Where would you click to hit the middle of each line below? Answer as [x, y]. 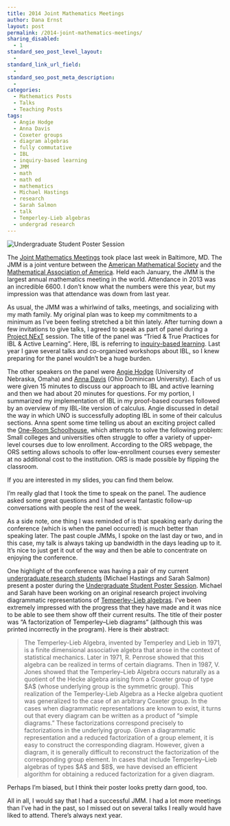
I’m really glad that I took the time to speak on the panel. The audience [107, 493]
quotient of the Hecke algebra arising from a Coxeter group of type [119, 679]
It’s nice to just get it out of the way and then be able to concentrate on [107, 550]
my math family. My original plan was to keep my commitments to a [102, 314]
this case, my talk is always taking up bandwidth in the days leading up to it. [114, 543]
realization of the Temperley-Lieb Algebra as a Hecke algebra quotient [123, 693]
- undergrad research [44, 224]
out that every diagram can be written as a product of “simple [111, 715]
